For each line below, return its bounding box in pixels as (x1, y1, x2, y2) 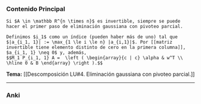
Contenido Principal (6, 5, 66, 13)
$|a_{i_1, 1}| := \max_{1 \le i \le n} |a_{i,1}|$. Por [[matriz (6, 39, 172, 45)
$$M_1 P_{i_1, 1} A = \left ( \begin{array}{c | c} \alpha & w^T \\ (6, 55, 184, 61)
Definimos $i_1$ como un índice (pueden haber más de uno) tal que (6, 34, 178, 40)
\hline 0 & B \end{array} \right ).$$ (6, 60, 103, 66)
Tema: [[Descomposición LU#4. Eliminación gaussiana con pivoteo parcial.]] (6, 71, 195, 78)
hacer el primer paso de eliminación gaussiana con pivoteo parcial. (6, 23, 184, 30)
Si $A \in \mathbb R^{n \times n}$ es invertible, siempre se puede (6, 19, 181, 25)
